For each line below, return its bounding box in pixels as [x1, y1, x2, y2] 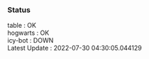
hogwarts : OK [7, 28, 50, 37]
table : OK [7, 21, 37, 30]
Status [7, 5, 31, 15]
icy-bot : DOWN [7, 36, 54, 45]
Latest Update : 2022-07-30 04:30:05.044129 [7, 44, 142, 53]
